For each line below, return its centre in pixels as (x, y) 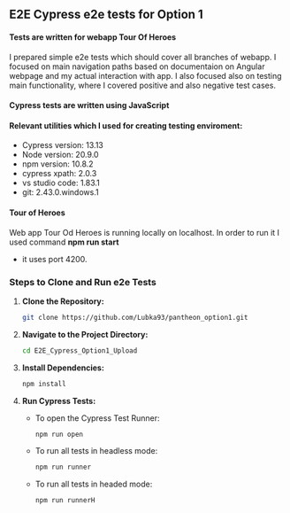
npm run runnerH (65, 501)
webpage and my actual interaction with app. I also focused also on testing (145, 75)
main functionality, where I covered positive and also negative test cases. (143, 85)
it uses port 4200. (54, 259)
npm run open (59, 434)
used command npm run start (64, 242)
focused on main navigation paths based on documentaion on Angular (137, 66)
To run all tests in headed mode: (94, 484)
